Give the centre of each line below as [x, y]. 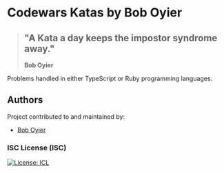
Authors [25, 100]
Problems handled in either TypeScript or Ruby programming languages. [110, 78]
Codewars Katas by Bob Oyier [95, 13]
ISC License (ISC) [37, 148]
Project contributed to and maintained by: [66, 116]
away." [39, 48]
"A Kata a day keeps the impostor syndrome [121, 38]
